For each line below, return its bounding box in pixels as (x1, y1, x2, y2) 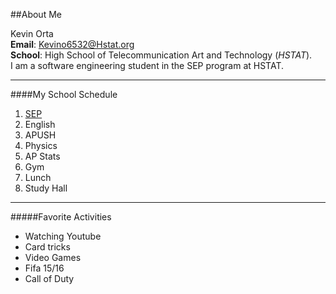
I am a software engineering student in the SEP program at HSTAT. (10, 60, 285, 71)
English (24, 119, 56, 130)
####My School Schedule (10, 89, 118, 100)
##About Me (10, 9, 62, 20)
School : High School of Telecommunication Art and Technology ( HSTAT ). (10, 49, 313, 61)
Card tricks (24, 241, 71, 253)
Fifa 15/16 (24, 262, 65, 274)
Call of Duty (24, 273, 75, 284)
